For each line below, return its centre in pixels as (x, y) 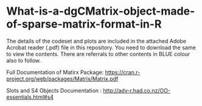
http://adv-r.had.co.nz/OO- (137, 90)
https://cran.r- (123, 72)
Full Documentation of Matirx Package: (55, 72)
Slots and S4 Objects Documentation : (54, 90)
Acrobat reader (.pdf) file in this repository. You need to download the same (101, 48)
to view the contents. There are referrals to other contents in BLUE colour (98, 54)
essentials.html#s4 (30, 97)
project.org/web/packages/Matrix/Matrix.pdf (62, 79)
